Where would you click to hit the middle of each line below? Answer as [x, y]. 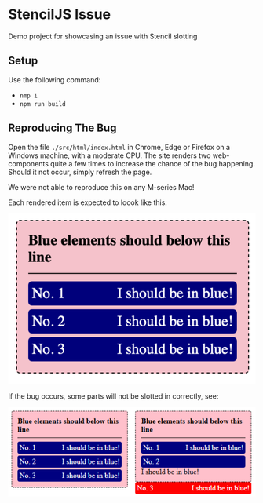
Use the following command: [55, 79]
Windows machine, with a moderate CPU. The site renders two [110, 155]
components [29, 163]
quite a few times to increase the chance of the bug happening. [153, 163]
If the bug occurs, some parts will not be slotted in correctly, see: [113, 396]
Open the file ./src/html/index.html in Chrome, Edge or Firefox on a [119, 147]
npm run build [42, 104]
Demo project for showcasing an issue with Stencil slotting [103, 36]
